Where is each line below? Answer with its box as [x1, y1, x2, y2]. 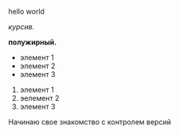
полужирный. [8, 37, 57, 47]
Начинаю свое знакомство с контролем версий [8, 117, 171, 126]
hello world [8, 7, 45, 16]
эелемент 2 [19, 94, 60, 102]
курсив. [8, 22, 35, 31]
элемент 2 [19, 61, 56, 71]
